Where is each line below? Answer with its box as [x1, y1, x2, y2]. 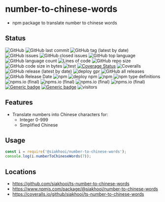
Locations [5, 167, 36, 176]
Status [5, 34, 26, 42]
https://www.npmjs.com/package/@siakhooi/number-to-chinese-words [12, 186, 159, 192]
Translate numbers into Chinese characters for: [12, 111, 108, 117]
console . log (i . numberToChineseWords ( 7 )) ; [5, 154, 92, 159]
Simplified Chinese [19, 122, 58, 128]
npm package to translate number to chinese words [12, 20, 117, 26]
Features [5, 98, 33, 107]
